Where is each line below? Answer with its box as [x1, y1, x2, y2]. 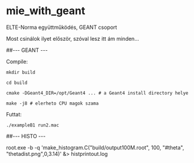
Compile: [6, 58, 28, 65]
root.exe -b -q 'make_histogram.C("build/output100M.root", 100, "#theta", [6, 144, 185, 151]
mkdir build [6, 69, 35, 75]
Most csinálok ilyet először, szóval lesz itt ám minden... [6, 35, 140, 42]
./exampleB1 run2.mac [6, 122, 60, 128]
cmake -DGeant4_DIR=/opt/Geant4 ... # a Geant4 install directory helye [6, 90, 189, 96]
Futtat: [6, 110, 22, 118]
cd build [6, 80, 28, 86]
